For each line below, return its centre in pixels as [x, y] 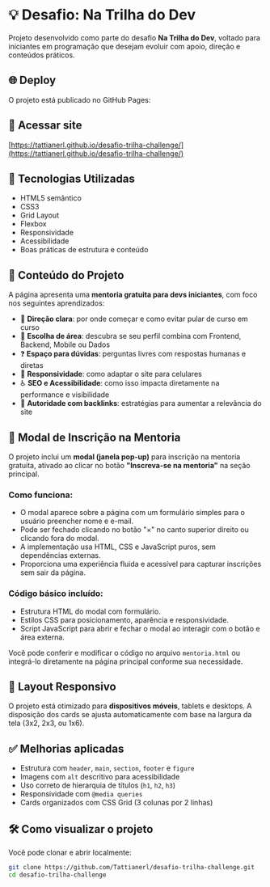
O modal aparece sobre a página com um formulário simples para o [132, 513]
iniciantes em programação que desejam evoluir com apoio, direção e [124, 46]
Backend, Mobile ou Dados [65, 344]
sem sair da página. [53, 572]
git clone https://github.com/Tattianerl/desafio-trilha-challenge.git [131, 868]
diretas [32, 365]
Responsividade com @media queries [81, 794]
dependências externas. [60, 555]
